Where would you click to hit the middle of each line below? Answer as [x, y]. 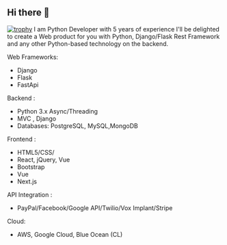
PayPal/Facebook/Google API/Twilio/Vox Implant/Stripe [95, 208]
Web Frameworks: [33, 57]
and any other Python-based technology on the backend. [88, 43]
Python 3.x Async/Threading [57, 111]
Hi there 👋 [28, 13]
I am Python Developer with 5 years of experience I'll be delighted [127, 29]
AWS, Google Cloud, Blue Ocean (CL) [70, 234]
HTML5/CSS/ [36, 152]
